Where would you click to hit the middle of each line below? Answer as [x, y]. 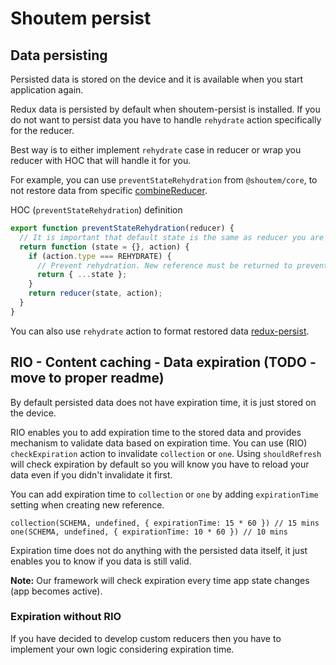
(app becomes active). [56, 591]
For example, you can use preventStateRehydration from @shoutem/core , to [164, 180]
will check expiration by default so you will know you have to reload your [160, 464]
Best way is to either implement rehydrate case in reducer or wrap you [156, 150]
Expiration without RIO [66, 617]
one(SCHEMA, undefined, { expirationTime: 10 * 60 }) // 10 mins [149, 532]
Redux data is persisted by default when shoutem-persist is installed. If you [165, 109]
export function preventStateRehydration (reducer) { [122, 228]
